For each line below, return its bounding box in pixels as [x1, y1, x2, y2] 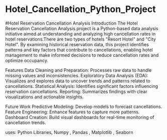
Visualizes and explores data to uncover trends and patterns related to [5, 78, 150, 84]
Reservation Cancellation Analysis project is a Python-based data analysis [5, 25, 158, 31]
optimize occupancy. [5, 57, 49, 63]
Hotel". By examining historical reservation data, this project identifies [5, 41, 149, 47]
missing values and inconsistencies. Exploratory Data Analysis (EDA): [5, 72, 148, 78]
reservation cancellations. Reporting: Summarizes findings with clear [5, 88, 147, 94]
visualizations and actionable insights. [5, 94, 84, 100]
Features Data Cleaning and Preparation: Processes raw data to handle [5, 67, 152, 73]
